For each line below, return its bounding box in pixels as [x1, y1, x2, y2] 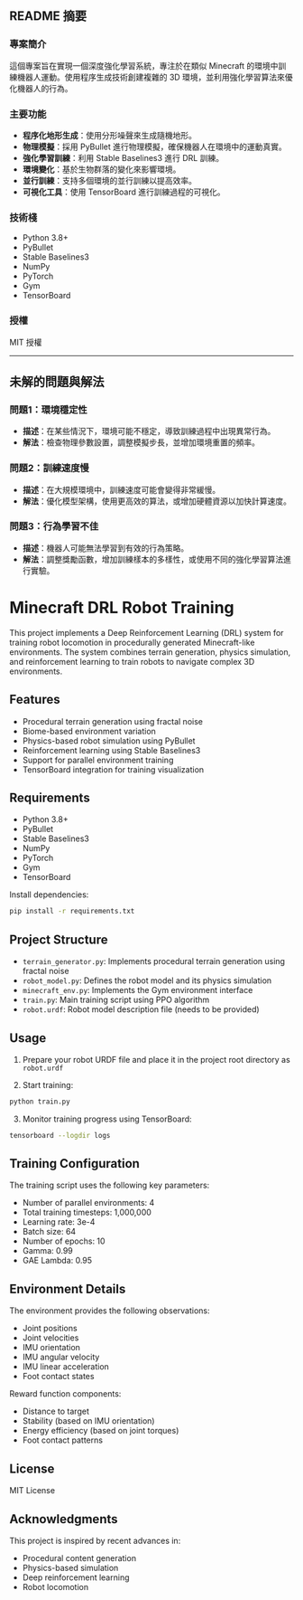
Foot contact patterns [22, 1434, 104, 1445]
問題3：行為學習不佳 [9, 520, 99, 533]
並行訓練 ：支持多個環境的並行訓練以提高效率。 [22, 175, 197, 185]
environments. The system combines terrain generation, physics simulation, [9, 646, 291, 658]
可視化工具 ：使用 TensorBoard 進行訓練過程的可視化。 [22, 186, 225, 197]
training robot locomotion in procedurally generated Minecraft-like [9, 637, 255, 648]
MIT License [9, 1485, 56, 1496]
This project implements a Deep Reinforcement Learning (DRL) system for [9, 627, 284, 638]
